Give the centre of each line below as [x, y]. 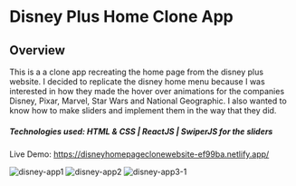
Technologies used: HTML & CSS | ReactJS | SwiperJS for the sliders [141, 131]
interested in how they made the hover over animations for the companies [147, 91]
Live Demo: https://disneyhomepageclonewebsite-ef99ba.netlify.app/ [139, 154]
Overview [38, 50]
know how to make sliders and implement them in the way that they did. [143, 110]
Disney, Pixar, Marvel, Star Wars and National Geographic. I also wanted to [148, 101]
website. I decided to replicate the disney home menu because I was [137, 82]
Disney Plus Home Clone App [121, 17]
